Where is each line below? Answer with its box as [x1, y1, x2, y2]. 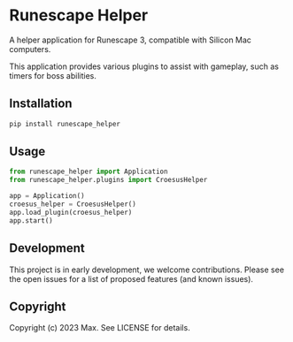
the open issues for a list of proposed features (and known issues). [9, 273, 254, 284]
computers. [9, 43, 51, 54]
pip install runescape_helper [9, 119, 121, 128]
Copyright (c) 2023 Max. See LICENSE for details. [9, 323, 190, 333]
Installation [9, 96, 73, 111]
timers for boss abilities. [9, 70, 97, 80]
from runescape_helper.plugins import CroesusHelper [9, 176, 208, 185]
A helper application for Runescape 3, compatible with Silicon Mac [9, 34, 252, 45]
